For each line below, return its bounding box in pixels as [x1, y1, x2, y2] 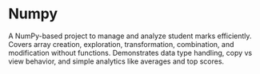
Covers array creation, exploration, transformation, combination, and [8, 39, 234, 49]
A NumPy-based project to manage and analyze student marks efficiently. [8, 31, 252, 41]
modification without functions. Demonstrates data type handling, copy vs [8, 48, 253, 57]
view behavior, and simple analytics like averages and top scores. [8, 56, 225, 66]
